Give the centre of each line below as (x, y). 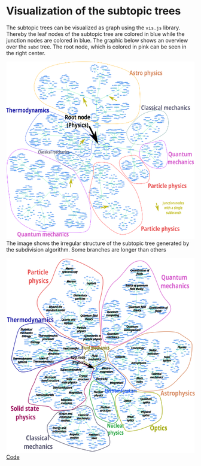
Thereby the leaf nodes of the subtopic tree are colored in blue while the (95, 34)
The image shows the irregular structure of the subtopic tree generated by (98, 243)
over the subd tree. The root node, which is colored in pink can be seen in (96, 47)
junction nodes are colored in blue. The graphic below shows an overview (97, 40)
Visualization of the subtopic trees (94, 11)
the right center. (26, 53)
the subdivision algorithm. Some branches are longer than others (86, 250)
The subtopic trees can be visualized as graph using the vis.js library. (93, 28)
